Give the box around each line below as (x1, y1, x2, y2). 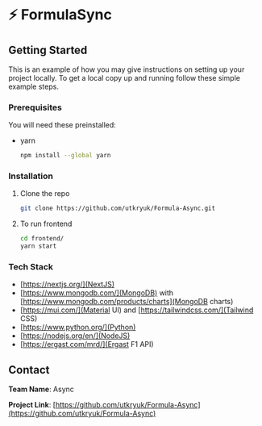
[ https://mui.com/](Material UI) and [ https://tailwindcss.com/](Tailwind (19, 305, 254, 315)
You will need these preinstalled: (8, 120, 117, 130)
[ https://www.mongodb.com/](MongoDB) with (19, 288, 174, 298)
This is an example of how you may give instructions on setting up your (8, 65, 245, 74)
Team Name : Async (8, 384, 75, 395)
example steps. (8, 81, 59, 91)
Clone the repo (19, 189, 70, 198)
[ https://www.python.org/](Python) (19, 323, 136, 332)
